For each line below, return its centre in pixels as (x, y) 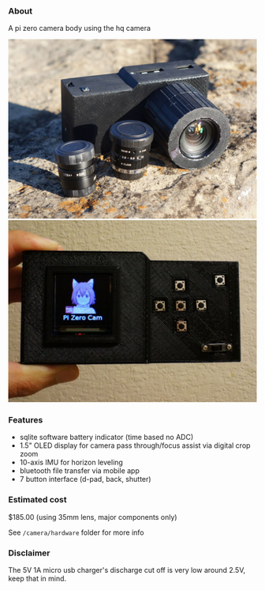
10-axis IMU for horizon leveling (71, 462)
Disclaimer (29, 553)
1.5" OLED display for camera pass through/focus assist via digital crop (135, 445)
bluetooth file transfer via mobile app (79, 471)
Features (26, 420)
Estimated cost (37, 500)
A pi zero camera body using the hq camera (80, 28)
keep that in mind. (37, 578)
